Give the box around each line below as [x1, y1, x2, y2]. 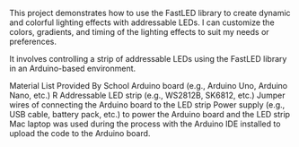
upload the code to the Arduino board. [9, 128, 151, 138]
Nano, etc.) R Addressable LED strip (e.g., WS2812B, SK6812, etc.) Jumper [9, 90, 286, 100]
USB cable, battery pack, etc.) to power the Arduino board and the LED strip [9, 109, 290, 119]
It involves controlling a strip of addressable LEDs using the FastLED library [9, 54, 287, 64]
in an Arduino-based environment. [9, 63, 136, 73]
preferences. [9, 36, 57, 47]
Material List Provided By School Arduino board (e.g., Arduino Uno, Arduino [9, 81, 288, 91]
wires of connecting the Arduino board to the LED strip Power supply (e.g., [9, 99, 286, 110]
